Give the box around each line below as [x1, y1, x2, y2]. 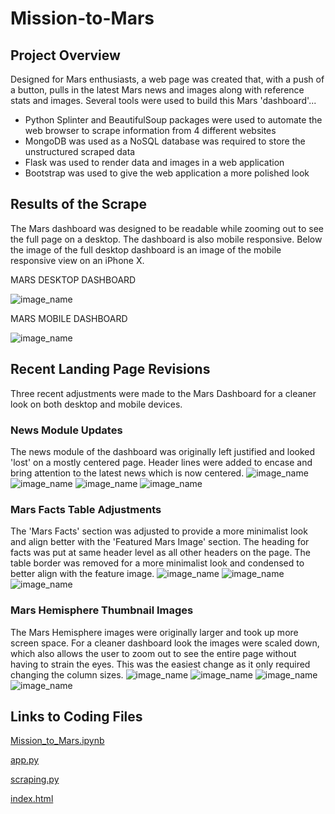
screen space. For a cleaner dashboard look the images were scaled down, [10, 637, 320, 649]
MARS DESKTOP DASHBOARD [10, 273, 137, 286]
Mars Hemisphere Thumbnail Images [10, 603, 194, 617]
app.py [10, 754, 40, 766]
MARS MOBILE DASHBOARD [10, 312, 128, 324]
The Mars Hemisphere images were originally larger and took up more [10, 626, 299, 638]
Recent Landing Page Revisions [10, 361, 211, 378]
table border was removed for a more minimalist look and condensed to [10, 557, 305, 569]
